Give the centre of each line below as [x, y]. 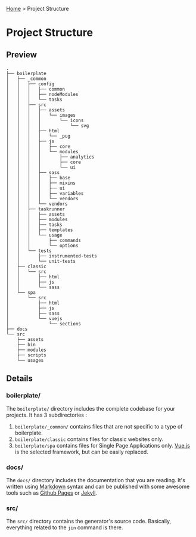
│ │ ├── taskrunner [36, 209]
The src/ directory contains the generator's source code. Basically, [89, 522]
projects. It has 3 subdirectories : [47, 415]
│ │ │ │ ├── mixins [41, 183]
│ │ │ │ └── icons [45, 120]
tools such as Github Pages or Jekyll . [52, 493]
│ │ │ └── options [42, 246]
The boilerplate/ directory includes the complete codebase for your [91, 408]
